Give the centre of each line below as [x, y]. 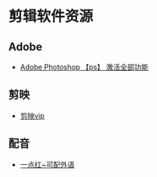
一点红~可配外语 [47, 164]
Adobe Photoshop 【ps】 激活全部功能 [84, 67]
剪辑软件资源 [51, 16]
